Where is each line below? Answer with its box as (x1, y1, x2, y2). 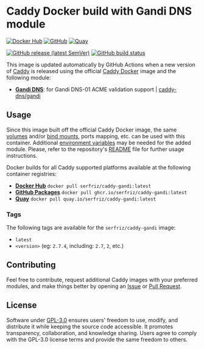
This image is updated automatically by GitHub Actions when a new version (6, 61, 196, 68)
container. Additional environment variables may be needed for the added (6, 139, 191, 146)
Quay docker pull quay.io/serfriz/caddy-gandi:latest (15, 195, 157, 202)
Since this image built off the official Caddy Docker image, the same (6, 126, 177, 133)
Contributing (6, 260, 56, 270)
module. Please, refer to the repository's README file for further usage (6, 145, 185, 153)
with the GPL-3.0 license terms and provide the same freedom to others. (6, 336, 188, 343)
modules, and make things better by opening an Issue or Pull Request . (6, 282, 182, 290)
